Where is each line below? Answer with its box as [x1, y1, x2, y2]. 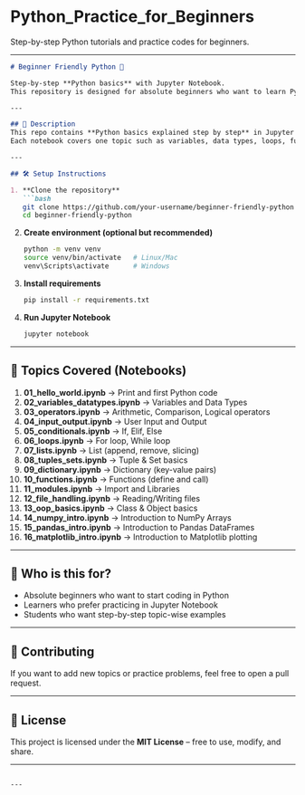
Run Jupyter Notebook [23, 311, 111, 322]
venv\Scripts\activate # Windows [23, 262, 170, 271]
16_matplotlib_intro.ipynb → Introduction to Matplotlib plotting [23, 532, 258, 542]
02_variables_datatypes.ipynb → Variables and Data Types [23, 397, 248, 407]
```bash [22, 194, 52, 203]
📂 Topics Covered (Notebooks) [10, 363, 187, 378]
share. [10, 745, 34, 757]
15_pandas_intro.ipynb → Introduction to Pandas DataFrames [23, 522, 255, 532]
